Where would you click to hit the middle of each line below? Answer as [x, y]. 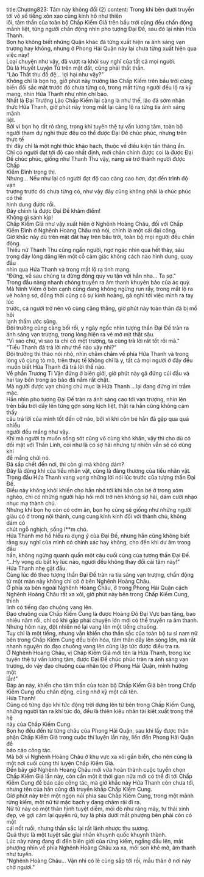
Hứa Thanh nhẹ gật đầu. [37, 568]
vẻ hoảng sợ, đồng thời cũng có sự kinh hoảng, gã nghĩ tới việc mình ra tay [100, 295]
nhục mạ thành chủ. [31, 503]
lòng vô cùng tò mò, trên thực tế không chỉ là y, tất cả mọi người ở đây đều [100, 360]
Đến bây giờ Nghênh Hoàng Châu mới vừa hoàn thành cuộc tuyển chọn [96, 770]
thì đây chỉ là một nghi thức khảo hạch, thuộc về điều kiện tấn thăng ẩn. [96, 146]
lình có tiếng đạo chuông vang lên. [50, 607]
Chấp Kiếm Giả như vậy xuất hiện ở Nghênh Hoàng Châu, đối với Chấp [95, 224]
